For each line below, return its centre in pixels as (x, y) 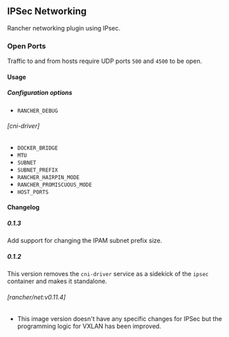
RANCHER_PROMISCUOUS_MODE (54, 185)
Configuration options (40, 93)
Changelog (24, 208)
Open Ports (27, 46)
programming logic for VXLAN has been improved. (89, 326)
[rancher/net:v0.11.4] (36, 297)
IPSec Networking (47, 11)
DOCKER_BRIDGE (37, 148)
